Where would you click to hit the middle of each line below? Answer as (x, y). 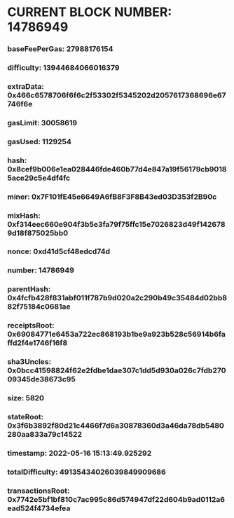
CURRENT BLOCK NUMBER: (90, 12)
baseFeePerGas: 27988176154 (60, 49)
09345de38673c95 (41, 379)
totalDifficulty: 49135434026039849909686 (87, 472)
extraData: (26, 86)
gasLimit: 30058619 (42, 122)
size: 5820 (26, 398)
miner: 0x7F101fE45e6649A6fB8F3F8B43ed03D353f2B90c (112, 197)
